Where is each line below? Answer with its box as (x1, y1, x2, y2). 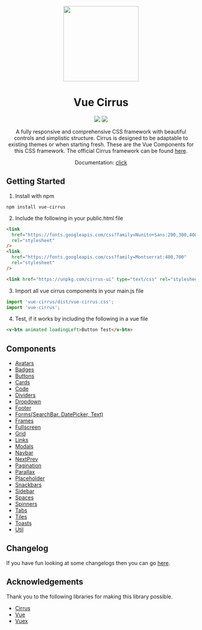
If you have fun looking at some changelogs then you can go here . (6, 559, 171, 566)
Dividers (14, 391, 36, 399)
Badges (14, 366, 34, 373)
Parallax (14, 469, 35, 476)
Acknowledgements (6, 577, 84, 587)
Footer (14, 404, 32, 412)
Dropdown (14, 398, 41, 405)
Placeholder (14, 475, 45, 482)
